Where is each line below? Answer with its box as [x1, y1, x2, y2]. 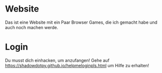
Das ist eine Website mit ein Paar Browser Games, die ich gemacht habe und [5, 19, 158, 25]
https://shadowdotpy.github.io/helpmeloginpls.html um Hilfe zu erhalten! [5, 62, 149, 68]
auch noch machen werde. [5, 24, 59, 30]
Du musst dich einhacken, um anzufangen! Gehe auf [5, 57, 110, 63]
